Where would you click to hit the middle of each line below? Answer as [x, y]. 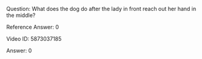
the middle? [21, 15]
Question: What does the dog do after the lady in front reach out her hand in [101, 9]
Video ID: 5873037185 [34, 39]
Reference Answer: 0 [33, 27]
